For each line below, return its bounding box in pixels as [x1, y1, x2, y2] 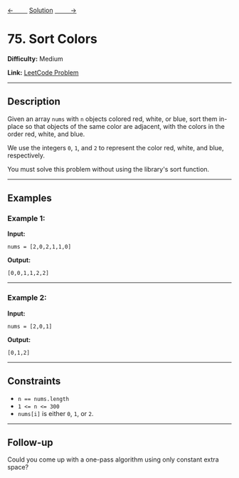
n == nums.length [17, 395, 70, 402]
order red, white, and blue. [7, 130, 85, 138]
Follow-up [7, 436, 53, 448]
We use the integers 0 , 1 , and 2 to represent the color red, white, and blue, [7, 143, 224, 152]
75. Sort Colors [7, 31, 97, 47]
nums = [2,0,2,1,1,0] [7, 244, 72, 251]
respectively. [7, 151, 45, 160]
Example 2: [7, 293, 47, 303]
